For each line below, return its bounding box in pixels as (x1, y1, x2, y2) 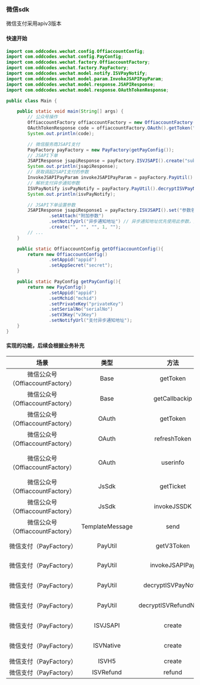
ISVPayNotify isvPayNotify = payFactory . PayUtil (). (27, 186, 159, 192)
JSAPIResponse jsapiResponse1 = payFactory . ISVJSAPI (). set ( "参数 (27, 207, 192, 214)
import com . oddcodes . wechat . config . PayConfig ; (6, 54, 124, 60)
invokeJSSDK (154, 502, 192, 510)
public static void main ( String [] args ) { (17, 108, 124, 114)
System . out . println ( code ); (27, 130, 95, 136)
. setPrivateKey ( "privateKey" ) (48, 301, 124, 307)
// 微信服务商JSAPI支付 (27, 141, 80, 147)
